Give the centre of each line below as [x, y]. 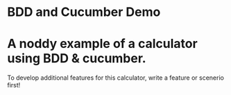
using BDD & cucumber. [77, 59]
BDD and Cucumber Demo [84, 12]
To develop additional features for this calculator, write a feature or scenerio [115, 78]
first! [14, 85]
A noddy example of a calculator [102, 44]
